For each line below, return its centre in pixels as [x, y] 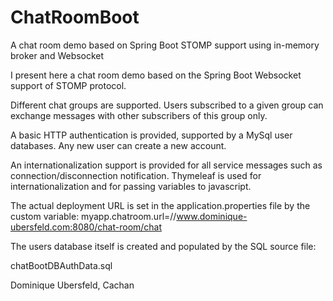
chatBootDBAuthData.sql [61, 265]
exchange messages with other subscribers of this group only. [139, 115]
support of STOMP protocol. [68, 85]
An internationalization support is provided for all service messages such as [166, 165]
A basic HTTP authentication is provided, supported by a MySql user [151, 135]
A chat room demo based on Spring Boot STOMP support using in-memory [165, 45]
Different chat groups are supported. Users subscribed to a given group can [167, 105]
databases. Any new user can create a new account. [118, 145]
